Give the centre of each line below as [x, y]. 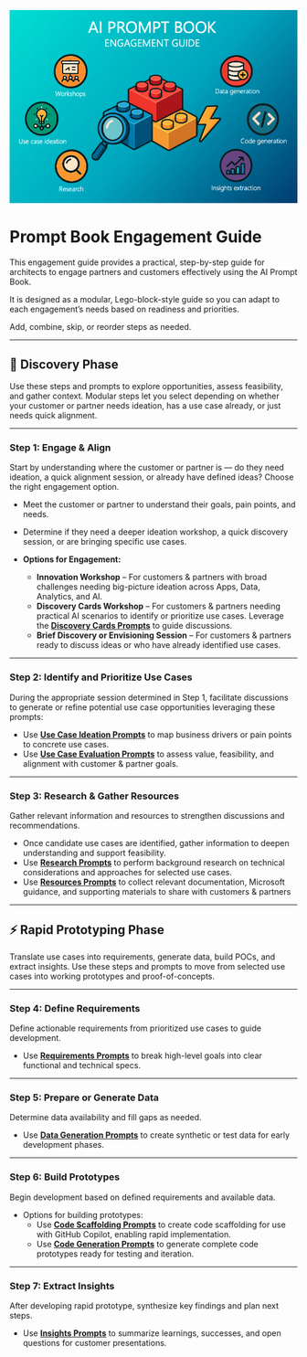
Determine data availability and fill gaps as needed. [106, 1118]
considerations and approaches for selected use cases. [127, 872]
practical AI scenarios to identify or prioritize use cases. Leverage [160, 616]
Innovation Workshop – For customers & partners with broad [152, 578]
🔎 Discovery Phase [64, 364]
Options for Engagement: [72, 559]
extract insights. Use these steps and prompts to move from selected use [148, 966]
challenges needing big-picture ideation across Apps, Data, [148, 587]
